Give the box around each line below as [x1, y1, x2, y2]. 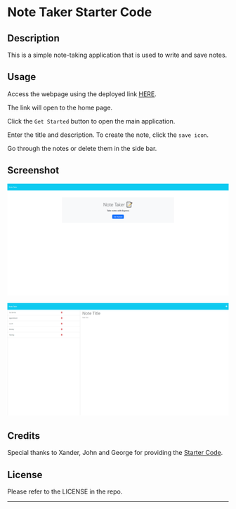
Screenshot [7, 164, 60, 176]
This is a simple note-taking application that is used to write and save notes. [7, 51, 228, 59]
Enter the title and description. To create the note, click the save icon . [7, 131, 209, 139]
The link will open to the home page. [7, 103, 113, 112]
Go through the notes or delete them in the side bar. [7, 144, 157, 152]
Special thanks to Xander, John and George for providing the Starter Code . [7, 449, 223, 457]
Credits [7, 430, 41, 442]
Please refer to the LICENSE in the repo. [7, 487, 123, 496]
